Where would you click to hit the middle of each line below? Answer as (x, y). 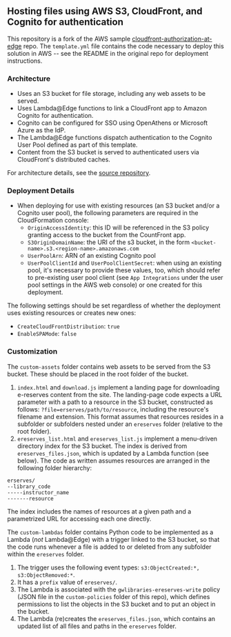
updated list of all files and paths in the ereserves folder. (97, 626)
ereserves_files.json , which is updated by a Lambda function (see (113, 453)
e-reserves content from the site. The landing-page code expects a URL (120, 394)
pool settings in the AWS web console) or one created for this (115, 285)
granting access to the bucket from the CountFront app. (107, 235)
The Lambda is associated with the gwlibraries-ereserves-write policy (119, 589)
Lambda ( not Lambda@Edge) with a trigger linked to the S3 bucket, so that (113, 539)
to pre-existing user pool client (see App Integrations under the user (125, 278)
